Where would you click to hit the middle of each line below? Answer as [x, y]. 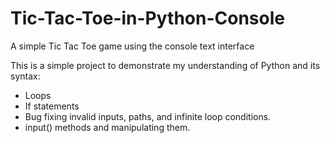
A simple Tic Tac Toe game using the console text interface [132, 46]
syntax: [25, 76]
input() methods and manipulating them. [107, 127]
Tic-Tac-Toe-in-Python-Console [147, 18]
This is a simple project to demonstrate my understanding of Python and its [165, 65]
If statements [52, 106]
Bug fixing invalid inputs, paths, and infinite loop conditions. [148, 116]
